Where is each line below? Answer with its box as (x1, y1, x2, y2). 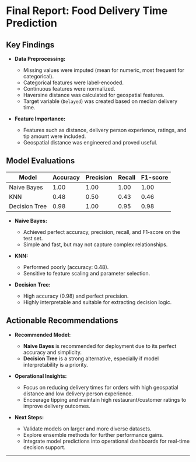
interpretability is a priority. (23, 361, 89, 368)
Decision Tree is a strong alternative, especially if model (23, 355, 159, 362)
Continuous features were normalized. (23, 85, 116, 92)
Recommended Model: (14, 331, 71, 338)
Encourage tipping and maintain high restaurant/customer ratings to (23, 396, 187, 403)
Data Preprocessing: (14, 56, 66, 62)
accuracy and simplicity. (23, 349, 82, 356)
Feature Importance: (14, 115, 66, 122)
